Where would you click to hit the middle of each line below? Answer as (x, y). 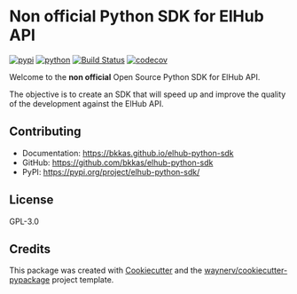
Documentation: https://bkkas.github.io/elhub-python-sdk (128, 153)
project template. (83, 280)
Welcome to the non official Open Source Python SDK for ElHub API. (135, 76)
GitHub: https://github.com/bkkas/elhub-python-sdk (117, 163)
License (31, 200)
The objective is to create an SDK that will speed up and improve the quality (148, 94)
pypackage (30, 280)
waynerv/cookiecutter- (246, 270)
